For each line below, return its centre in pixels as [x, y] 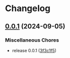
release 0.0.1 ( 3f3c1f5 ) [34, 50]
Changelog [28, 8]
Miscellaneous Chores [32, 40]
